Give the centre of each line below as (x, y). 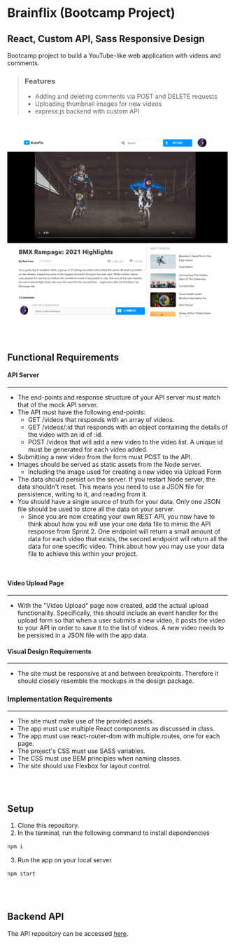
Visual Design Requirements (50, 651)
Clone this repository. (48, 826)
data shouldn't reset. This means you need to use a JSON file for (111, 487)
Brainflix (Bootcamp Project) (91, 13)
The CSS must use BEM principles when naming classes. (99, 758)
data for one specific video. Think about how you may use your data (126, 546)
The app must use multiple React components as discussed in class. (116, 728)
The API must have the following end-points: (81, 412)
